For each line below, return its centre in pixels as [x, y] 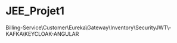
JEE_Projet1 [35, 11]
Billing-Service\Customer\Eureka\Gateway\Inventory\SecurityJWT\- [88, 27]
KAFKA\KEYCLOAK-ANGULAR [42, 33]
